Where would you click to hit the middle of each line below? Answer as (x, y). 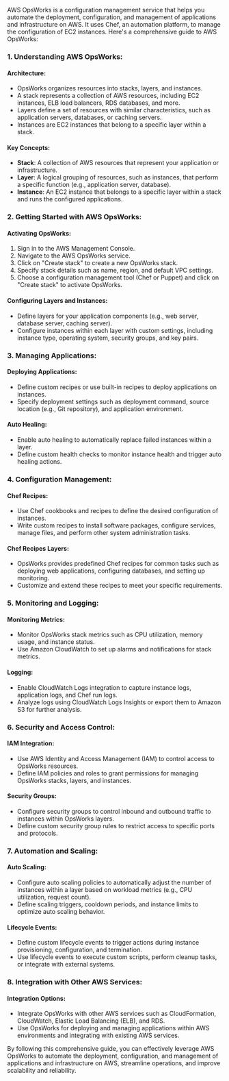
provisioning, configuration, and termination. (79, 950)
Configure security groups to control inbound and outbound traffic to (114, 811)
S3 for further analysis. (49, 709)
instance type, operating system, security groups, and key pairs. (108, 338)
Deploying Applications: (42, 372)
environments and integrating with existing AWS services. (98, 1035)
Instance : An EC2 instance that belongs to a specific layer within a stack (119, 192)
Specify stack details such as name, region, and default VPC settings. (115, 271)
